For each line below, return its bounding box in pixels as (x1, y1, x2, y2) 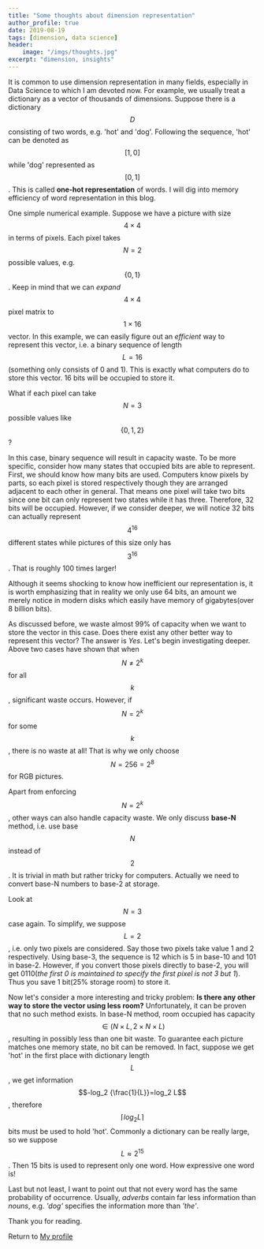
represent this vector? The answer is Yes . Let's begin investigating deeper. (8, 636, 251, 645)
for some (8, 721, 38, 731)
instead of (8, 846, 41, 855)
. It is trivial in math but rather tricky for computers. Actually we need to (8, 870, 240, 880)
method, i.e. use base (8, 821, 79, 831)
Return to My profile (8, 1232, 73, 1241)
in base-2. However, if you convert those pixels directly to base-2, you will (8, 960, 250, 970)
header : (8, 41, 34, 49)
